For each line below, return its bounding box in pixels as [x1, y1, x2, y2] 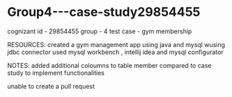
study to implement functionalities [7, 69, 105, 77]
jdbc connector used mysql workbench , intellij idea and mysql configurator [7, 48, 224, 56]
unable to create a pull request [7, 82, 95, 90]
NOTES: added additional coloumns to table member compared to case [7, 61, 212, 69]
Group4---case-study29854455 [7, 4, 201, 20]
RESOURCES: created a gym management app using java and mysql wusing [7, 40, 225, 48]
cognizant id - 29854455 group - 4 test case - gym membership [7, 27, 192, 35]
